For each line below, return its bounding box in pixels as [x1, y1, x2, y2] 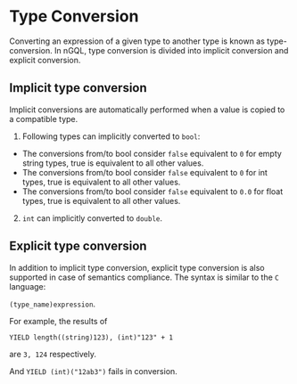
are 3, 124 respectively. [9, 348, 96, 359]
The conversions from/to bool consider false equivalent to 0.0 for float [21, 185, 284, 197]
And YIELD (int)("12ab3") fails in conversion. [9, 365, 178, 376]
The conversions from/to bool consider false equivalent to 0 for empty [21, 148, 283, 159]
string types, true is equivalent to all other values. [21, 158, 204, 168]
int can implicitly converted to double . [21, 212, 163, 224]
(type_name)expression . [9, 298, 96, 309]
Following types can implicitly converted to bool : [21, 131, 201, 142]
